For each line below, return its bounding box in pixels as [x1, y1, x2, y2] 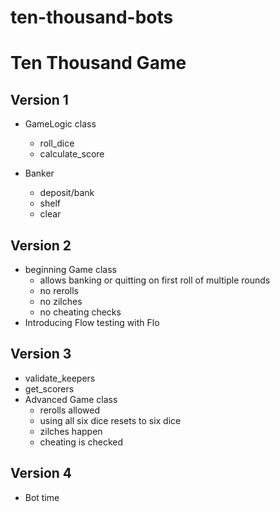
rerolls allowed [39, 404, 101, 416]
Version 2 [10, 237, 72, 254]
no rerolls [39, 285, 80, 296]
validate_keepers [24, 372, 96, 384]
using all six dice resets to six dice [39, 414, 182, 426]
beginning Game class [24, 264, 117, 275]
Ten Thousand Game [10, 52, 187, 75]
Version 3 [10, 346, 72, 363]
